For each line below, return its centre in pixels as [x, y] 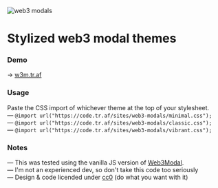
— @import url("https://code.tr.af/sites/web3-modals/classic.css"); [110, 122]
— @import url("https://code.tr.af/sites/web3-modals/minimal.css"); [110, 115]
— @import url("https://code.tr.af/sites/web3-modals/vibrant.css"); [110, 129]
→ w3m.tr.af [24, 75]
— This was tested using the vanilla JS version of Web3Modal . [96, 163]
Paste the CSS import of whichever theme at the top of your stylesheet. [108, 107]
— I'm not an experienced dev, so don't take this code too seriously [103, 170]
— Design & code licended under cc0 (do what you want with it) [98, 177]
